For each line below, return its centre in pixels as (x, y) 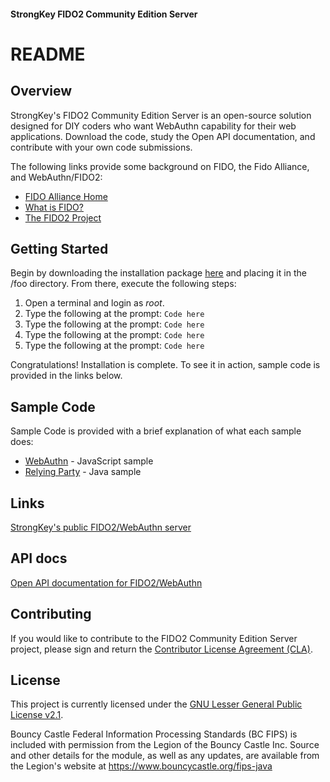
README (48, 54)
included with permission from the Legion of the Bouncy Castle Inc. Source (165, 745)
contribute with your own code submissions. (101, 147)
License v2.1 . (37, 715)
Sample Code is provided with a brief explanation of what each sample (156, 431)
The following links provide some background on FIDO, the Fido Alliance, (160, 166)
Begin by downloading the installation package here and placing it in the (158, 273)
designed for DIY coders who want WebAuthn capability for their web (153, 126)
